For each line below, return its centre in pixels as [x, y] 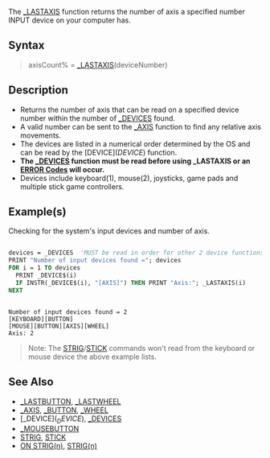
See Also [31, 382]
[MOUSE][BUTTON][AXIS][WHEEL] [59, 326]
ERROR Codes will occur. [62, 169]
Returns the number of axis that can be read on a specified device [129, 109]
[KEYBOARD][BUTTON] [41, 319]
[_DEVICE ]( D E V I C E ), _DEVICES [71, 419]
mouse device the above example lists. [92, 357]
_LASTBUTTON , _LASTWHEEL [70, 401]
